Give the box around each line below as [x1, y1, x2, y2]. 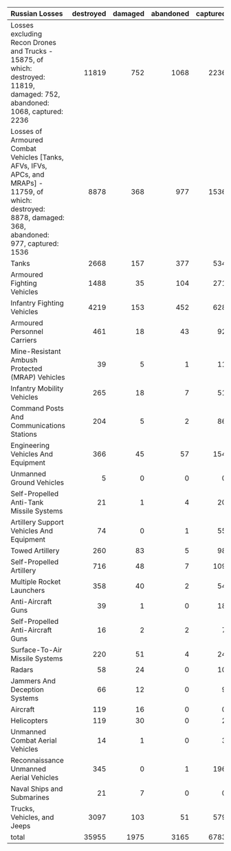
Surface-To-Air [10, 645, 63, 654]
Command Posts [10, 404, 64, 413]
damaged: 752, [10, 90, 60, 99]
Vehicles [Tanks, [10, 153, 64, 162]
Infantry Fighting [10, 298, 64, 308]
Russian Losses [10, 9, 63, 18]
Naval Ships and [10, 784, 63, 793]
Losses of [10, 127, 43, 136]
